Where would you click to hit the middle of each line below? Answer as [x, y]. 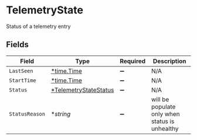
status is [163, 121]
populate [164, 107]
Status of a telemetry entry [38, 26]
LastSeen [21, 71]
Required [133, 61]
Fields [18, 45]
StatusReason [27, 114]
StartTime [23, 80]
